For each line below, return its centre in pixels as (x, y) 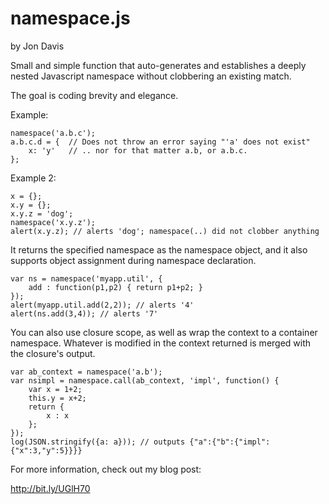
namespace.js (70, 18)
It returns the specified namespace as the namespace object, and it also (159, 249)
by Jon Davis (37, 46)
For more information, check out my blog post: (106, 469)
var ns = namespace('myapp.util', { (86, 278)
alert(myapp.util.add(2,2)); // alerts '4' (102, 305)
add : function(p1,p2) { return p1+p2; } (115, 287)
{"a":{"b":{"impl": (230, 442)
